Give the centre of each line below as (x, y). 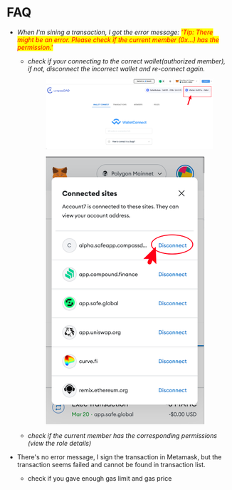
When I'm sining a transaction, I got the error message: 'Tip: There (115, 32)
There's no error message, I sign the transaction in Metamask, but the (119, 456)
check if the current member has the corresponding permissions (122, 435)
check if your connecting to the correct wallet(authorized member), (126, 61)
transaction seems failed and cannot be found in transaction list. (111, 464)
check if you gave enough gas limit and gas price (100, 478)
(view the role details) (59, 443)
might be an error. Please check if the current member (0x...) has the (118, 39)
